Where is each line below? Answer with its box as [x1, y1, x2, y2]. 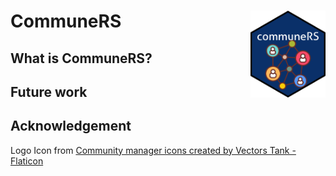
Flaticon [10, 155, 44, 167]
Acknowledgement [10, 118, 132, 135]
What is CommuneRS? [10, 50, 153, 67]
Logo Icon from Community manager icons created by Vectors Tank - [10, 144, 297, 156]
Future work [10, 83, 88, 100]
